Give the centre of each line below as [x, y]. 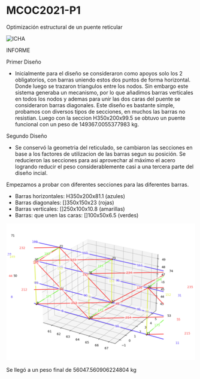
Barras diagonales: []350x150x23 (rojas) [65, 202]
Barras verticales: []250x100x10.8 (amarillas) [70, 209]
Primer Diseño [24, 62]
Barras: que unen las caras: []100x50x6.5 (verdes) [77, 215]
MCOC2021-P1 [43, 10]
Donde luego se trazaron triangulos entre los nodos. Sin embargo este [101, 86]
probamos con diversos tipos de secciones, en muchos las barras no [100, 111]
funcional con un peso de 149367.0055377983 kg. [77, 124]
